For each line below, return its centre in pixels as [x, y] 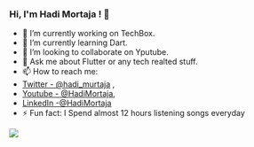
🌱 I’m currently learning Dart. [75, 43]
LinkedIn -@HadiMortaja [67, 103]
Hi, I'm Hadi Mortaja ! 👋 [60, 14]
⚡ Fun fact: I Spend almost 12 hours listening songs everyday [134, 113]
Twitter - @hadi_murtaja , [68, 84]
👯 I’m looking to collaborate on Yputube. [95, 52]
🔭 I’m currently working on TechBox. [88, 34]
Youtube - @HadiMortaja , [68, 94]
